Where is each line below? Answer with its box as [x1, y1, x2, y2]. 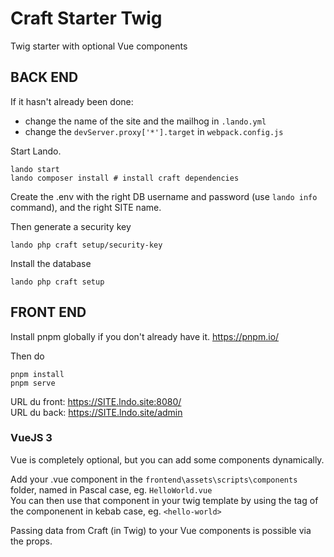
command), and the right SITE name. [10, 201, 162, 213]
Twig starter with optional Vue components [10, 40, 188, 52]
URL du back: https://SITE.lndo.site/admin [10, 406, 183, 418]
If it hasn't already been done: [10, 95, 134, 107]
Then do [10, 350, 45, 362]
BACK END [10, 69, 79, 86]
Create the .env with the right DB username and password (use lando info [10, 190, 318, 202]
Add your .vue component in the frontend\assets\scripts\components [10, 473, 298, 485]
